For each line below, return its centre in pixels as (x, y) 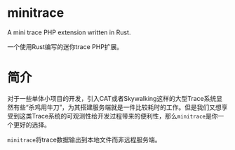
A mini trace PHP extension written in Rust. (69, 32)
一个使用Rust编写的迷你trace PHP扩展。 (65, 46)
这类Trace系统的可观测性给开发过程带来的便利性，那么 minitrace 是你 (119, 116)
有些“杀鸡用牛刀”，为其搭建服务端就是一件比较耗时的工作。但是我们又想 (117, 107)
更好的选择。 (32, 125)
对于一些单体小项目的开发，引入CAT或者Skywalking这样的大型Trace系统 (112, 98)
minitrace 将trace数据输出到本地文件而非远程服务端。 (84, 139)
